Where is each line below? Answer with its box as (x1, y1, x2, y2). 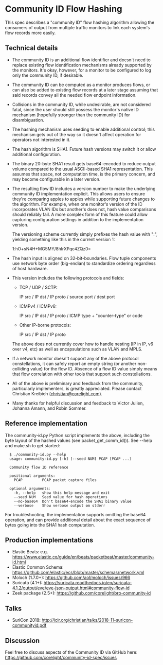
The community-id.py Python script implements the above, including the (5, 432, 150, 438)
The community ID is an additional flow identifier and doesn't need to (12, 57, 151, 63)
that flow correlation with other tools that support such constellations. (12, 371, 152, 377)
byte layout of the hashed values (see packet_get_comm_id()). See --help (5, 437, 152, 443)
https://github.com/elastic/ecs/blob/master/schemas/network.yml (12, 570, 145, 576)
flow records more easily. (5, 30, 56, 35)
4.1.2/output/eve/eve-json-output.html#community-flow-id (12, 585, 130, 591)
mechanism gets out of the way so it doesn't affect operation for (12, 131, 142, 137)
